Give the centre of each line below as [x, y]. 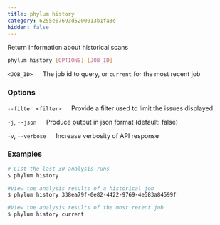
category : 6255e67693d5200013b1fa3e [62, 21]
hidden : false [28, 27]
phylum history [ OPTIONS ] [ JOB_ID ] [60, 61]
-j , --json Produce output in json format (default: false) [93, 122]
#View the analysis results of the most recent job [85, 208]
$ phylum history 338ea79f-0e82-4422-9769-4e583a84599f [92, 195]
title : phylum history [41, 14]
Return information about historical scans [68, 48]
